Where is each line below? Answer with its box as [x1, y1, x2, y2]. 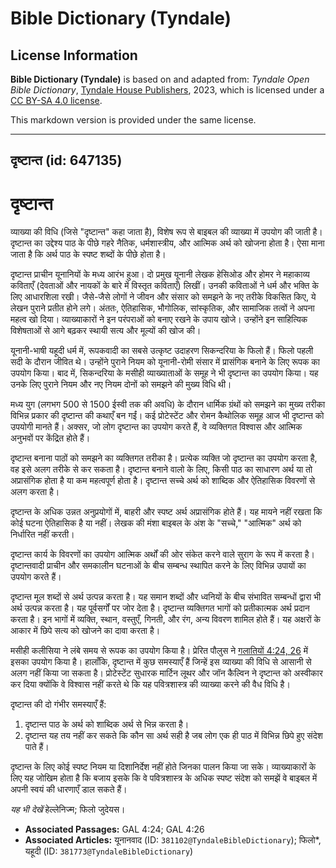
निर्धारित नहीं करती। [10, 528, 75, 541]
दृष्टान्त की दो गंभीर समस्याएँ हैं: [10, 698, 107, 711]
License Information [10, 47, 138, 64]
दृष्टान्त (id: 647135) [10, 152, 123, 169]
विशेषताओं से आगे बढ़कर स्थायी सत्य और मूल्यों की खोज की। [10, 325, 202, 337]
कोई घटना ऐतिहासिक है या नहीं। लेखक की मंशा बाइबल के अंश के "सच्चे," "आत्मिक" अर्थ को [10, 517, 302, 529]
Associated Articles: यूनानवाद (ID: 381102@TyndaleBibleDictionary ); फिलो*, [24, 834, 322, 846]
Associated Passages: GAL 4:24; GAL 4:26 [24, 823, 205, 836]
